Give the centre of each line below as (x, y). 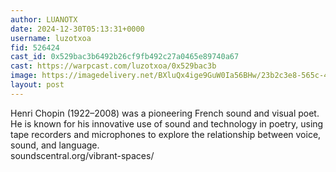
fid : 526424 (35, 47)
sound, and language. (55, 145)
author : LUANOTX (44, 19)
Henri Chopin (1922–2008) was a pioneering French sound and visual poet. (165, 113)
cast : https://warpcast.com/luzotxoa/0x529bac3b (113, 66)
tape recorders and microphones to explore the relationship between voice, (166, 134)
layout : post (37, 85)
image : (24, 76)
